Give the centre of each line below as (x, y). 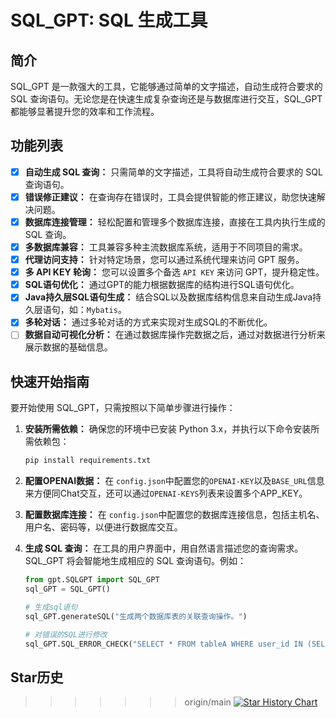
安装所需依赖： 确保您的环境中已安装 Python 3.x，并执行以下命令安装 (168, 429)
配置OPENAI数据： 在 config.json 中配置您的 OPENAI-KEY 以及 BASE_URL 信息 (174, 481)
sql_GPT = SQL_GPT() (67, 589)
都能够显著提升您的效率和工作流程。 (85, 111)
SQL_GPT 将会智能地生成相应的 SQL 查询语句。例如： (135, 561)
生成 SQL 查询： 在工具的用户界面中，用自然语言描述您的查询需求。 (164, 548)
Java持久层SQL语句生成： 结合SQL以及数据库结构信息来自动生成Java (168, 297)
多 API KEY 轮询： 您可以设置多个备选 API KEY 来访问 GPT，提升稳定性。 (174, 272)
